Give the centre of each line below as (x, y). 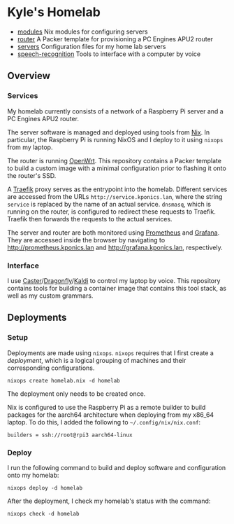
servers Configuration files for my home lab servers (92, 46)
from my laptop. (30, 147)
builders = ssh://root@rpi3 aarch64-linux (70, 435)
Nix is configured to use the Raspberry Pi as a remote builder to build (107, 407)
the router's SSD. (32, 175)
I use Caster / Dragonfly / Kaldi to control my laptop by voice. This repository (114, 280)
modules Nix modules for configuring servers (82, 32)
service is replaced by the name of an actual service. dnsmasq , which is (109, 204)
